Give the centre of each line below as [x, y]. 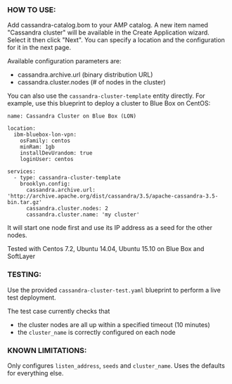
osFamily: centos [45, 141]
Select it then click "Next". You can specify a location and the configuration [116, 40]
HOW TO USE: [32, 10]
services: [22, 172]
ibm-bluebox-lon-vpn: [45, 135]
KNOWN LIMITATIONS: [47, 350]
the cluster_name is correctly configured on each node [96, 332]
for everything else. [36, 373]
